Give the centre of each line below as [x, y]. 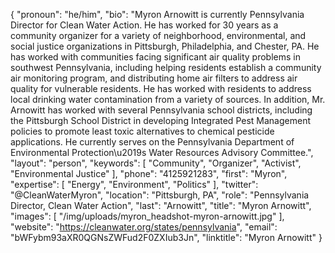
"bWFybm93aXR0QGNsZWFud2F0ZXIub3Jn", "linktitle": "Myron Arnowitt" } [166, 237]
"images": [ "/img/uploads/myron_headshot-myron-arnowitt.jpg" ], [147, 216]
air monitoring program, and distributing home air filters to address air [154, 78]
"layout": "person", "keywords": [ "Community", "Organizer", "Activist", [156, 163]
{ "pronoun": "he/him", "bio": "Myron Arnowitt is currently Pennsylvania [157, 14]
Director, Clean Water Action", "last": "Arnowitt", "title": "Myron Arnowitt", [161, 205]
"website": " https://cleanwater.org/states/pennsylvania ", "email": [144, 227]
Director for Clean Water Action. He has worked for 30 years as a [144, 25]
